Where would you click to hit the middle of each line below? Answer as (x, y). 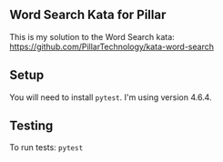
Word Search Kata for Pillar (88, 15)
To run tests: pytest (46, 147)
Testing (31, 126)
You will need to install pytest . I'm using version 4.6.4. (111, 97)
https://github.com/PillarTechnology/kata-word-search (111, 46)
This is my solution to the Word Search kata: (92, 36)
